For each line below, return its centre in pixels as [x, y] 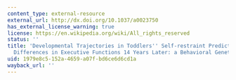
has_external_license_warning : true [61, 26]
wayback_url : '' [31, 65]
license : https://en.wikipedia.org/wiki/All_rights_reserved [99, 33]
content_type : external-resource [56, 14]
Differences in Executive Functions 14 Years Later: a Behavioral [113, 53]
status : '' [23, 40]
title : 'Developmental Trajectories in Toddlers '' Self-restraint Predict [119, 46]
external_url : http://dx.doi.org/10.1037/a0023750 [83, 20]
